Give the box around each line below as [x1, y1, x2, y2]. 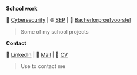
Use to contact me [20, 63, 66, 70]
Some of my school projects [20, 28, 89, 35]
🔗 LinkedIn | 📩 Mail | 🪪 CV [6, 51, 68, 58]
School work [6, 5, 38, 12]
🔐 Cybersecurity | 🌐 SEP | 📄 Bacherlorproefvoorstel [6, 17, 131, 23]
